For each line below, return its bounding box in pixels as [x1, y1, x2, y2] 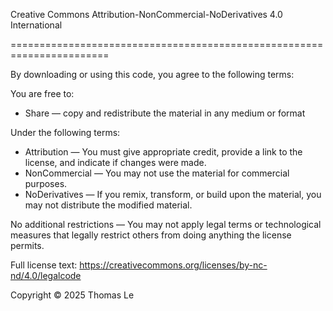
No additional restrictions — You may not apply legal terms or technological [10, 219, 322, 230]
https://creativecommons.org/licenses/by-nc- [79, 259, 268, 271]
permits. [10, 240, 45, 251]
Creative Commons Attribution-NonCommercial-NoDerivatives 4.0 [10, 9, 283, 20]
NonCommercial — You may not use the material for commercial [24, 167, 290, 179]
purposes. [24, 178, 68, 189]
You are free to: [10, 88, 75, 99]
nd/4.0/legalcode [10, 270, 82, 281]
